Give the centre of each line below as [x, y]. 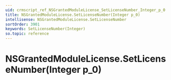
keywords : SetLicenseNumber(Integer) [45, 29]
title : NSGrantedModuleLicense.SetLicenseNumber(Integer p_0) [73, 15]
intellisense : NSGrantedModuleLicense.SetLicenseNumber [66, 19]
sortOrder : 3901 [22, 24]
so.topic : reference [27, 34]
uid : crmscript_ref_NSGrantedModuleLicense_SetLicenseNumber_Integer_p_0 [86, 10]
